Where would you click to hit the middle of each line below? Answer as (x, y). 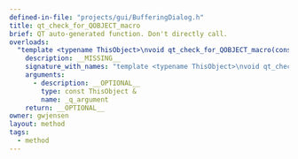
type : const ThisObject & (89, 91)
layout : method (37, 125)
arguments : (45, 75)
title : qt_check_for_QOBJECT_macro (75, 26)
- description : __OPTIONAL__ (86, 83)
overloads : (29, 42)
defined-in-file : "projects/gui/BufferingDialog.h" (106, 17)
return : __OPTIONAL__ (65, 108)
